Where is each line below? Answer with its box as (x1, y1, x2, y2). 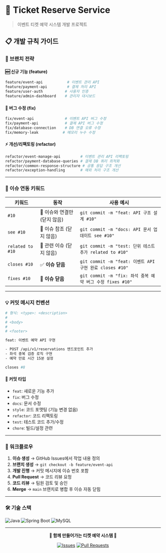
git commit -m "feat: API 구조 (80, 210, 151, 215)
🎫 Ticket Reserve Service (5, 4, 110, 16)
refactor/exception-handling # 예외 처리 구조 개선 (5, 168, 119, 173)
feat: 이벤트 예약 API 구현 (5, 338, 56, 343)
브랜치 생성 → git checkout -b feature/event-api (12, 462, 113, 468)
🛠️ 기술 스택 (5, 505, 32, 512)
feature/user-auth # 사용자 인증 (5, 89, 89, 94)
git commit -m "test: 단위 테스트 (80, 243, 155, 249)
